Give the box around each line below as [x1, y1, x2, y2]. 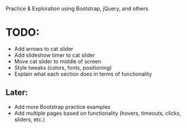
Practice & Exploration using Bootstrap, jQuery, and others [5, 5, 149, 12]
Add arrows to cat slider [14, 45, 74, 52]
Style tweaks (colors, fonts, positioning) [14, 64, 112, 71]
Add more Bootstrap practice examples [14, 103, 111, 110]
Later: [5, 88, 28, 98]
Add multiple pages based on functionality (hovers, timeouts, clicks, [14, 109, 181, 117]
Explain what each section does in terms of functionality [14, 70, 152, 78]
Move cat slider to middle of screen [14, 57, 102, 64]
